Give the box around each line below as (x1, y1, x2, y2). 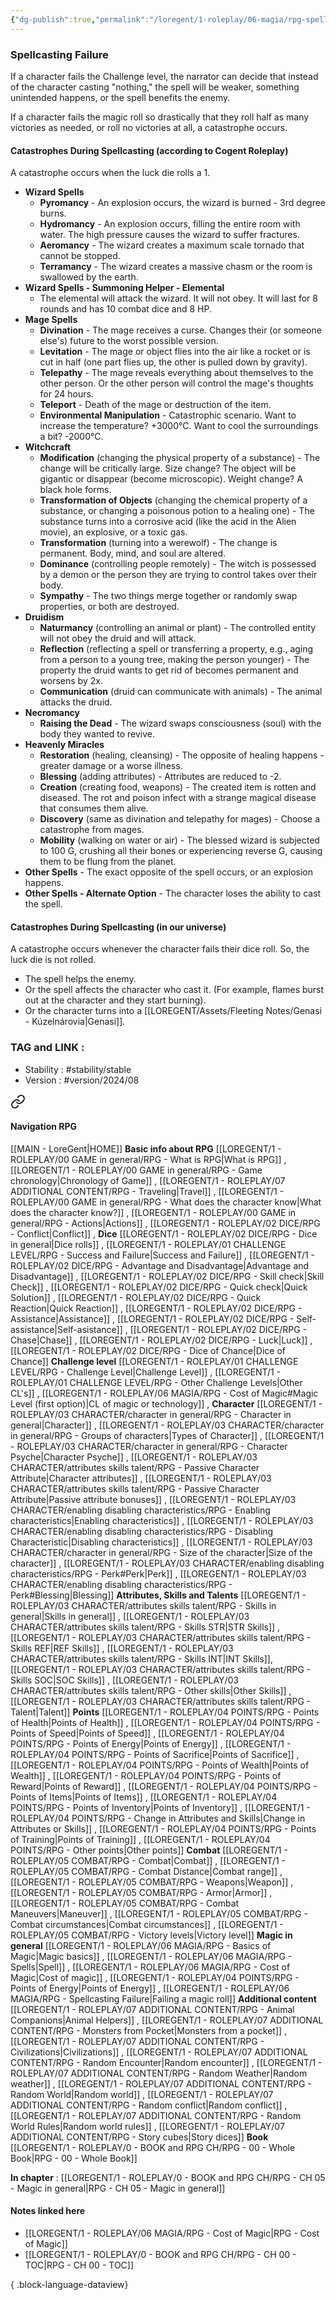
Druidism (24, 611, 65, 623)
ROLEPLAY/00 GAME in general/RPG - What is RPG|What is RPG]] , (10, 1153, 287, 1165)
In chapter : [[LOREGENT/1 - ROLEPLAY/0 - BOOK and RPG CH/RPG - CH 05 (10, 2171, 326, 2183)
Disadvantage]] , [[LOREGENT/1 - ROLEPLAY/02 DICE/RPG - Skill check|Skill (10, 1270, 325, 1282)
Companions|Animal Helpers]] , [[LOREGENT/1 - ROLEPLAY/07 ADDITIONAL (10, 2014, 324, 2026)
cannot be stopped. (39, 250, 121, 262)
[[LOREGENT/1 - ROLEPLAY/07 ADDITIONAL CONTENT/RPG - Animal (10, 2003, 295, 2015)
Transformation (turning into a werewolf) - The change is (39, 537, 278, 549)
